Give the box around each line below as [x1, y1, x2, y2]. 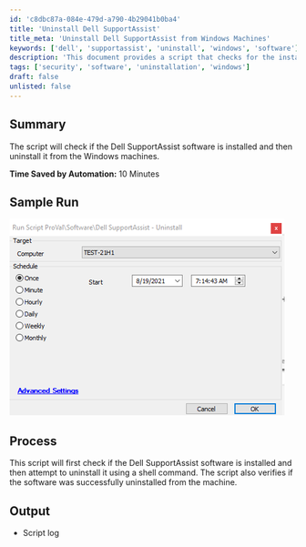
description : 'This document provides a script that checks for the [9, 53, 275, 63]
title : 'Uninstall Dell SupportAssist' [9, 24, 161, 34]
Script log [22, 528, 60, 538]
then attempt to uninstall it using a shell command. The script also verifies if [9, 467, 293, 478]
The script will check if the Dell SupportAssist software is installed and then [9, 141, 293, 152]
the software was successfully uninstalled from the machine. [9, 477, 238, 488]
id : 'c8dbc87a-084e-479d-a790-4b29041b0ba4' [9, 15, 181, 24]
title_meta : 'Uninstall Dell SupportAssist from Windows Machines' [9, 34, 271, 43]
